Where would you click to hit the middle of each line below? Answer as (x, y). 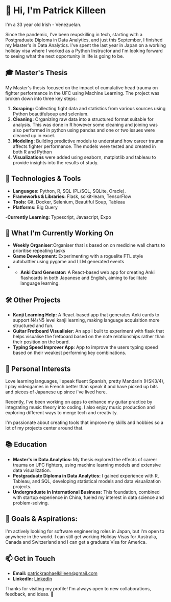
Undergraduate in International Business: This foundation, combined (86, 492)
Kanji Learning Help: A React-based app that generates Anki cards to (86, 315)
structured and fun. (33, 325)
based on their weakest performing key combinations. (69, 353)
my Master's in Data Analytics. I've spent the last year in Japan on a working (86, 45)
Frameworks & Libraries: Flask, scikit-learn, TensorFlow (72, 196)
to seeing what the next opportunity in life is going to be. (65, 56)
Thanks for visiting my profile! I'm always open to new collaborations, (78, 589)
